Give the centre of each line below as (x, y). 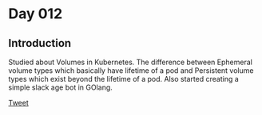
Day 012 (36, 14)
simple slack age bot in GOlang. (61, 87)
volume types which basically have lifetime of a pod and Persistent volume (131, 71)
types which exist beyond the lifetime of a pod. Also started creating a (124, 79)
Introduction (40, 43)
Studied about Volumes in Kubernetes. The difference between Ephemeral (131, 62)
